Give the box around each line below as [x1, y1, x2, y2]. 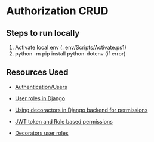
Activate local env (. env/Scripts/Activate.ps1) [14, 44, 127, 51]
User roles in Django [14, 94, 66, 102]
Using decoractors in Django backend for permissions [14, 106, 148, 113]
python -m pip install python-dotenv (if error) [14, 50, 126, 57]
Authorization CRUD [6, 4, 109, 18]
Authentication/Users [14, 83, 67, 90]
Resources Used [6, 67, 69, 78]
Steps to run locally [6, 28, 80, 38]
